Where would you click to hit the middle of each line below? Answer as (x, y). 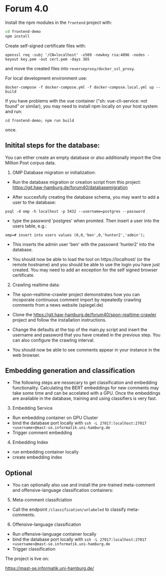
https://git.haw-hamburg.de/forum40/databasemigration (70, 187)
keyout (12, 59)
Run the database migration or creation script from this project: (77, 182)
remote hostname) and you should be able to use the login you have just (86, 264)
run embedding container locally (45, 452)
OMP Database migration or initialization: (54, 172)
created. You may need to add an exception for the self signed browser (85, 270)
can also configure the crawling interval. (54, 340)
